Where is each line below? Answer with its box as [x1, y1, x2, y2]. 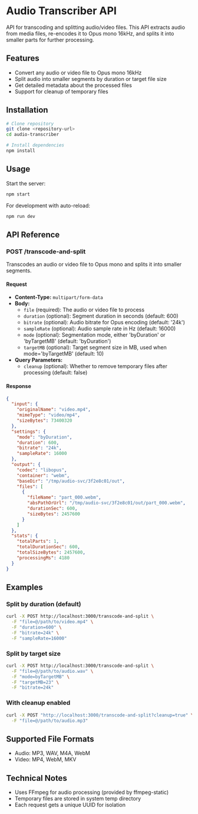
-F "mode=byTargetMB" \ [11, 673, 70, 680]
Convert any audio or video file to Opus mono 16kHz [14, 69, 142, 76]
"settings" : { [11, 428, 46, 435]
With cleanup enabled [6, 699, 71, 707]
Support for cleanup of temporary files [14, 87, 108, 95]
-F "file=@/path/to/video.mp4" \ [11, 619, 94, 625]
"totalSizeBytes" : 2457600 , [16, 549, 85, 556]
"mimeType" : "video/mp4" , [16, 412, 81, 418]
